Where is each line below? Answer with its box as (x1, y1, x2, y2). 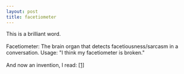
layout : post (6, 8, 38, 15)
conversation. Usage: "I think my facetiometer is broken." (6, 49, 145, 56)
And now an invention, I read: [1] (6, 61, 84, 68)
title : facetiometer (6, 14, 57, 20)
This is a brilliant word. (6, 30, 61, 37)
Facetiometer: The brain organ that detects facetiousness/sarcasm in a (6, 42, 179, 50)
